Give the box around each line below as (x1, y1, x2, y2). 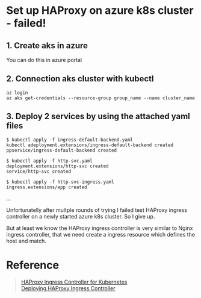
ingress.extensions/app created (6, 184, 87, 190)
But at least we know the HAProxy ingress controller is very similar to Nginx (6, 224, 193, 232)
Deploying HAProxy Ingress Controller (20, 284, 116, 292)
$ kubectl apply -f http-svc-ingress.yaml (6, 179, 114, 185)
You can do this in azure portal (6, 57, 82, 63)
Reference (6, 258, 59, 272)
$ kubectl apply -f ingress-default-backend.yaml (6, 137, 134, 143)
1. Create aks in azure (6, 40, 88, 51)
